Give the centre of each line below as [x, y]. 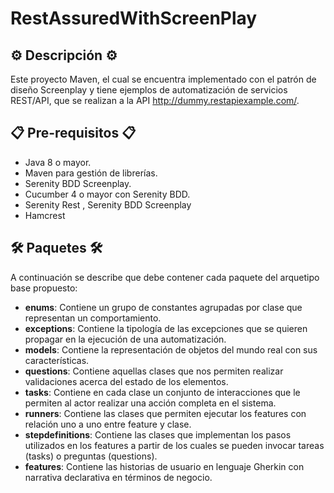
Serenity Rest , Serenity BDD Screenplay [108, 204]
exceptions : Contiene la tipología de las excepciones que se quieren [166, 328]
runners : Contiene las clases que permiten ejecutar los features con [165, 413]
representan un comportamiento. [93, 318]
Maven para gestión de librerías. [91, 173]
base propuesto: [44, 288]
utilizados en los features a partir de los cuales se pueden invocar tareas [174, 445]
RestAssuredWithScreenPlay [134, 18]
